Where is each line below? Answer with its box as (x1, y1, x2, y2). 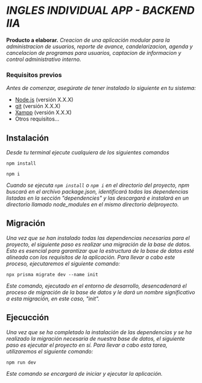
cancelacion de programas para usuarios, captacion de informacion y (6, 49, 181, 56)
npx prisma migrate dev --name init (6, 271, 98, 277)
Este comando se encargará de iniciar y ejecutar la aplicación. (6, 370, 163, 377)
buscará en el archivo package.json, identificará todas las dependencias (6, 188, 189, 195)
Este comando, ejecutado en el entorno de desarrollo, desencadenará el (6, 282, 187, 290)
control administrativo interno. (6, 55, 81, 63)
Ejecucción (6, 312, 49, 323)
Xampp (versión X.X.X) (14, 109, 72, 116)
